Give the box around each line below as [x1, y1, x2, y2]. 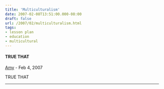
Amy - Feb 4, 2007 [5, 64, 43, 71]
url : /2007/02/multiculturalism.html [5, 20, 82, 26]
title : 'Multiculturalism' [5, 7, 60, 12]
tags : [5, 25, 16, 30]
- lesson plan [5, 30, 34, 35]
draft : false [5, 16, 32, 21]
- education [5, 35, 29, 39]
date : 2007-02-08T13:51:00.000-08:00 [5, 12, 82, 17]
